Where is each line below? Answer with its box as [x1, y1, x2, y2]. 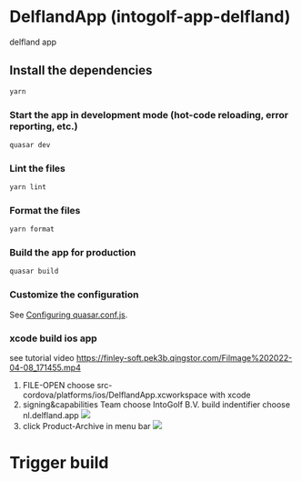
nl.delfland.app [22, 409, 79, 420]
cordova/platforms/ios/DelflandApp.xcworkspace [22, 389, 207, 400]
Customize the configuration [9, 288, 139, 301]
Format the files [9, 204, 81, 216]
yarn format [9, 225, 55, 234]
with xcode [208, 389, 252, 400]
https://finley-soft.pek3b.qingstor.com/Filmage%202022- [75, 352, 293, 363]
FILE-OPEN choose [22, 379, 96, 390]
